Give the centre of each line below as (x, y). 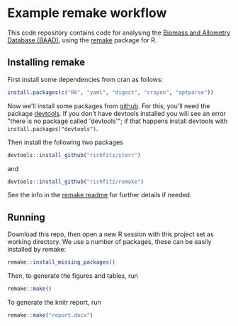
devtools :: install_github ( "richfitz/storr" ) (74, 155)
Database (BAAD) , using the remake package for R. (82, 40)
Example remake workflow (87, 13)
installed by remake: (37, 250)
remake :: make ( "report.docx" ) (50, 315)
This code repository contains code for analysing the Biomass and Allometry (119, 33)
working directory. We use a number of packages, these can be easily (109, 242)
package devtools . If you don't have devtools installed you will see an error (117, 113)
